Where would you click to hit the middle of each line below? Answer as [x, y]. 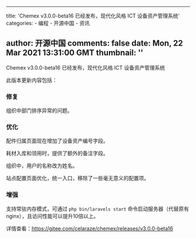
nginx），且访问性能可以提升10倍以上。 [52, 216]
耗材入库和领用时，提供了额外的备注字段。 [57, 153]
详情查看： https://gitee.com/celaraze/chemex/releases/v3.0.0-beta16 [90, 228]
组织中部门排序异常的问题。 [39, 111]
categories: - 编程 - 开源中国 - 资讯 [48, 23]
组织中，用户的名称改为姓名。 [42, 166]
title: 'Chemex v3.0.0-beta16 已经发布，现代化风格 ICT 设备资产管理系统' [93, 16]
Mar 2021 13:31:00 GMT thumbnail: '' [75, 53]
